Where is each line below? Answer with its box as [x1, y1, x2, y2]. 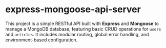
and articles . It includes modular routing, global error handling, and [5, 31, 150, 37]
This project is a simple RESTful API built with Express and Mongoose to [5, 20, 159, 27]
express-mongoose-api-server [5, 4, 141, 15]
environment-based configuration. [5, 37, 78, 43]
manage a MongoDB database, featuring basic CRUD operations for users [5, 26, 161, 32]
